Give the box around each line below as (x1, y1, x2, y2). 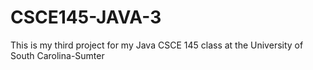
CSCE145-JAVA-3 (10, 6, 162, 29)
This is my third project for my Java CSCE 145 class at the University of (10, 39, 304, 51)
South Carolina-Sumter (10, 49, 105, 61)
